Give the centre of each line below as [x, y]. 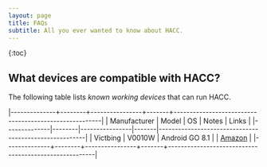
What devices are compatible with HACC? [114, 78]
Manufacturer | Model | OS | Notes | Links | [180, 121]
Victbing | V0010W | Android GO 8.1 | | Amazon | [173, 138]
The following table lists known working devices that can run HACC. [120, 97]
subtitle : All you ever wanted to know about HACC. [96, 30]
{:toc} [18, 53]
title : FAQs [28, 23]
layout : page [30, 16]
